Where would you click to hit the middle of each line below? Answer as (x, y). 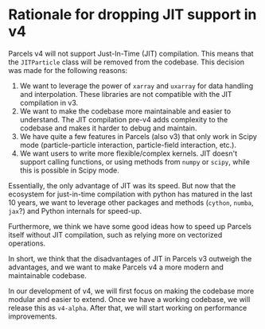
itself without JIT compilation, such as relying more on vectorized (115, 234)
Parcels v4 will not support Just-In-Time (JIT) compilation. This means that (131, 53)
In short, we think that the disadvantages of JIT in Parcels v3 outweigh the (130, 258)
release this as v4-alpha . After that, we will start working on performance (128, 308)
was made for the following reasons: (68, 70)
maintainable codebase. (48, 275)
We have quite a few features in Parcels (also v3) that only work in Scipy (138, 136)
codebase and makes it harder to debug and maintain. (108, 128)
